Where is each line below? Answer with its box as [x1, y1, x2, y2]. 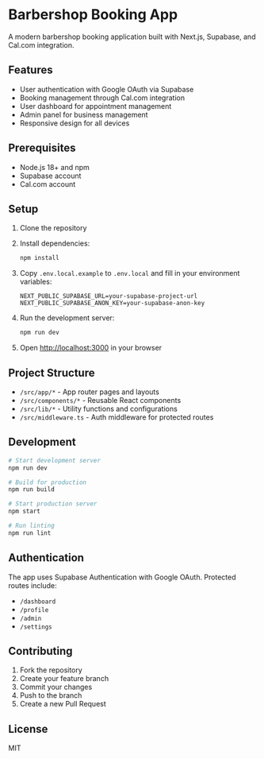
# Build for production [8, 478, 87, 486]
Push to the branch [19, 691, 82, 700]
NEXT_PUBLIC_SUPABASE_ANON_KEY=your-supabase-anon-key [19, 300, 205, 308]
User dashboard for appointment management [19, 101, 172, 110]
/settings [19, 622, 53, 631]
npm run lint [8, 529, 52, 537]
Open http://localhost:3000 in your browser [19, 343, 163, 353]
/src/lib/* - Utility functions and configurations [19, 404, 178, 413]
